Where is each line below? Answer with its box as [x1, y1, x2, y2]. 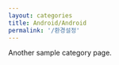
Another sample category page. [8, 48, 113, 58]
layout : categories [8, 11, 73, 20]
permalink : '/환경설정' [8, 26, 81, 34]
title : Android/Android [8, 19, 87, 27]
